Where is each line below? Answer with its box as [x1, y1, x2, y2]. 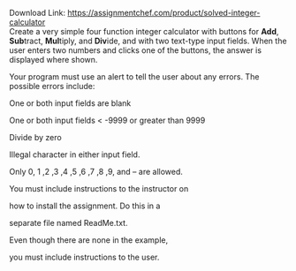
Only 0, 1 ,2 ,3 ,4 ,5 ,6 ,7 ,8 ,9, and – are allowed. [9, 167, 184, 177]
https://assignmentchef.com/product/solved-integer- [67, 8, 261, 18]
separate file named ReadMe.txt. [9, 218, 128, 228]
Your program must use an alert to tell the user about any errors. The [9, 72, 260, 82]
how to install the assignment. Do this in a [9, 200, 161, 211]
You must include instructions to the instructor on [9, 184, 189, 193]
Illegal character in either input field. [9, 149, 140, 160]
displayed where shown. [9, 55, 98, 64]
